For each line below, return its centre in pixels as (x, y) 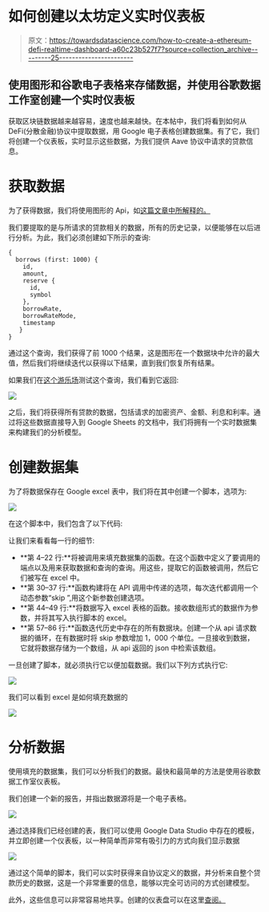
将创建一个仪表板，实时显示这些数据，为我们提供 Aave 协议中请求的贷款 (127, 140)
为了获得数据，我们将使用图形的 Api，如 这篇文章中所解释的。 (109, 210)
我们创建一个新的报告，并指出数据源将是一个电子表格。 (99, 798)
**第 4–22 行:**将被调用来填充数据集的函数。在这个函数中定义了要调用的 (140, 557)
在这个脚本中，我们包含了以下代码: (66, 523)
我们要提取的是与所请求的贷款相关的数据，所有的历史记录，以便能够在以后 (131, 227)
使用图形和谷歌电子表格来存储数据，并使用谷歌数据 (134, 85)
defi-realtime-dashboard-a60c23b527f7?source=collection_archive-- (143, 49)
